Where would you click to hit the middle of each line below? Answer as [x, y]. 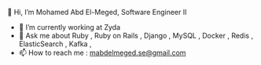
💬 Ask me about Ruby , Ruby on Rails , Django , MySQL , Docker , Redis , [136, 36]
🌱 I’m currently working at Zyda [70, 27]
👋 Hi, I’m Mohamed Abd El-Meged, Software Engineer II [97, 12]
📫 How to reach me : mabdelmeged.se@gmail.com [102, 52]
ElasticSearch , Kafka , [55, 44]
